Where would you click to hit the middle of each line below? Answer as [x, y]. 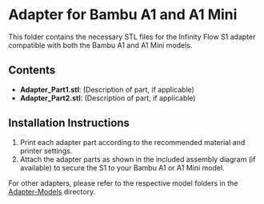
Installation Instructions [69, 123]
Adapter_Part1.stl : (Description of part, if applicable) [107, 89]
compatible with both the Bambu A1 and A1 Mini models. [100, 45]
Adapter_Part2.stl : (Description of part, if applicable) [108, 98]
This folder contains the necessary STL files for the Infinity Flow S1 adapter [132, 37]
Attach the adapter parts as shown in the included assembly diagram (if [138, 159]
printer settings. [46, 151]
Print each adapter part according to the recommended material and [132, 142]
